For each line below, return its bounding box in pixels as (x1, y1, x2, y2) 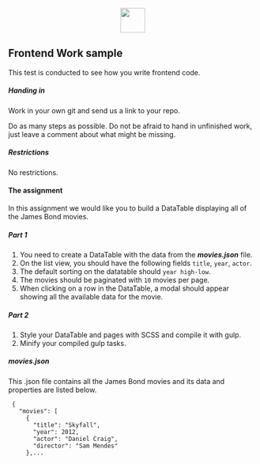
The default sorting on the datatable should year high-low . (19, 266, 211, 276)
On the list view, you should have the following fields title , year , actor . (19, 258, 252, 268)
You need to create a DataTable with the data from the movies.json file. (19, 249, 253, 259)
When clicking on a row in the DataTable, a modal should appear (19, 283, 229, 293)
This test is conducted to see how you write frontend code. (8, 67, 201, 77)
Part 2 (8, 310, 29, 320)
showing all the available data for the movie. (19, 291, 164, 301)
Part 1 (8, 230, 28, 239)
